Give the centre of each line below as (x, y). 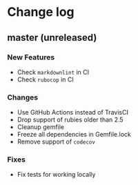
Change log (41, 12)
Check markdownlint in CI (53, 72)
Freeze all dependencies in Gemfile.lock (74, 135)
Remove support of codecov (56, 142)
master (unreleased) (52, 38)
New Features (31, 57)
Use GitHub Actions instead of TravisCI (73, 113)
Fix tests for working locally (56, 175)
